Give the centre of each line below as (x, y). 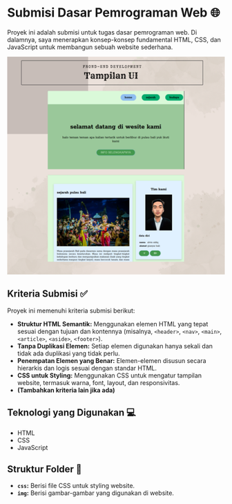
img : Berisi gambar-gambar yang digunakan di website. (96, 493)
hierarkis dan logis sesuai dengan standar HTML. (87, 368)
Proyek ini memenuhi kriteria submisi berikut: (71, 310)
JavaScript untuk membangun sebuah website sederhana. (90, 47)
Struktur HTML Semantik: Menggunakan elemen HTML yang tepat (113, 324)
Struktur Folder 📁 (45, 469)
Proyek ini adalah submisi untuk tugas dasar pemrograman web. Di (102, 32)
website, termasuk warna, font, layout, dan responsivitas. (98, 382)
